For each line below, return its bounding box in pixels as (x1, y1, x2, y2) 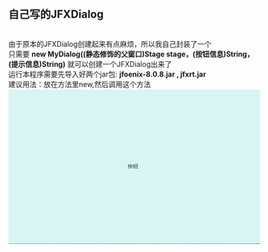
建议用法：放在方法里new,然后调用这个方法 (8, 79, 151, 89)
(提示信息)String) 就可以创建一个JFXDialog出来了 (8, 59, 172, 68)
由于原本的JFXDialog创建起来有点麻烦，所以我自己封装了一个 (8, 39, 212, 48)
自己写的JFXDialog (8, 7, 104, 22)
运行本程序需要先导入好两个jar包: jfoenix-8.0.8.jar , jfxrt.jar (8, 69, 207, 79)
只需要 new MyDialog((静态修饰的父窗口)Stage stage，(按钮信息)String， (8, 49, 255, 59)
